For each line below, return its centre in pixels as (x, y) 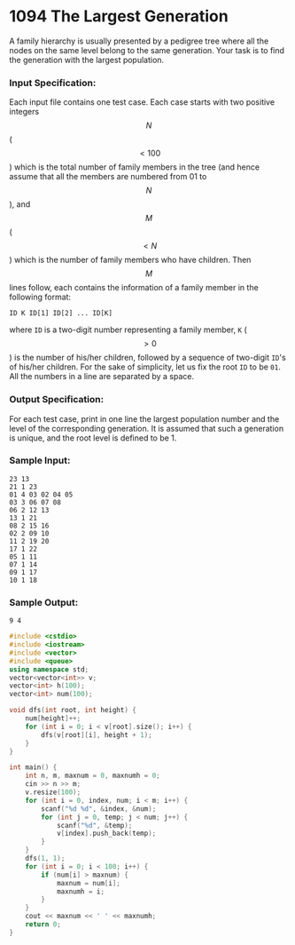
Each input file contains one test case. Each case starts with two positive (142, 102)
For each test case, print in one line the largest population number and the (144, 418)
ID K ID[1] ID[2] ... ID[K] (61, 314)
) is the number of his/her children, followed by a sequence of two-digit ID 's (147, 358)
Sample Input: (40, 461)
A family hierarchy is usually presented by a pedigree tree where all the (139, 41)
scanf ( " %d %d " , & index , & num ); (99, 809)
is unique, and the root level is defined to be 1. (93, 438)
